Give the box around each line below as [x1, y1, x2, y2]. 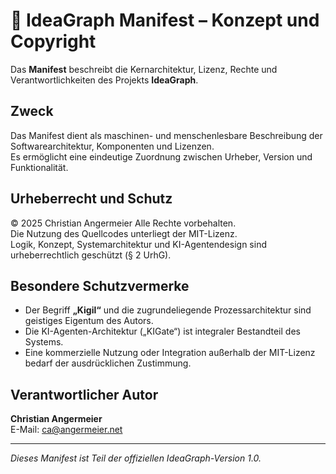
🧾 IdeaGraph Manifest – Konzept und [10, 9, 320, 32]
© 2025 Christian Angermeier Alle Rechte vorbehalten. [10, 217, 237, 229]
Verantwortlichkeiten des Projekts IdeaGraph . [10, 74, 199, 86]
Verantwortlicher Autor [10, 386, 159, 403]
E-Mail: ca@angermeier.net [10, 424, 123, 436]
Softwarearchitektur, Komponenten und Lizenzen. [10, 140, 215, 152]
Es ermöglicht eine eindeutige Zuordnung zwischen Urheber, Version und [10, 150, 313, 163]
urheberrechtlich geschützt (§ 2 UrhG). [10, 249, 172, 261]
